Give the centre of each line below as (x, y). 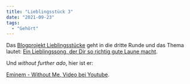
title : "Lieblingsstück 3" (40, 12)
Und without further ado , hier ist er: (50, 63)
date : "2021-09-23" (30, 17)
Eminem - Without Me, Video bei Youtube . (58, 74)
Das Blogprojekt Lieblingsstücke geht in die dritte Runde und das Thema (95, 45)
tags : (13, 23)
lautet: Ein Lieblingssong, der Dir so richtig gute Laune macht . (82, 52)
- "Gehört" (25, 28)
